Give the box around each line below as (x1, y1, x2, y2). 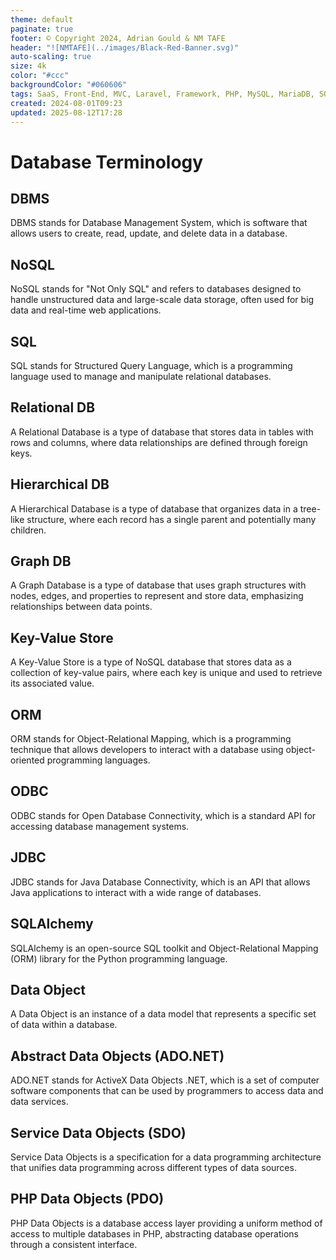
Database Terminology (10, 151, 204, 173)
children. (10, 524, 47, 536)
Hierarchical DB (10, 476, 110, 493)
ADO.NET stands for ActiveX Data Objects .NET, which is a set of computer (10, 1074, 320, 1086)
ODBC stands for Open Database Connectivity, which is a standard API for (10, 809, 317, 821)
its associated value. (10, 677, 95, 690)
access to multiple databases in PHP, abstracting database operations (10, 1227, 299, 1240)
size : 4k (10, 61, 47, 71)
